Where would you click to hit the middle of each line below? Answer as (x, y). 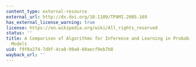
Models (19, 44)
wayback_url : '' (26, 55)
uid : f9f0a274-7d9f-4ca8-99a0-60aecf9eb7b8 (60, 50)
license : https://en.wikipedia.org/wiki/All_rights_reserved (82, 28)
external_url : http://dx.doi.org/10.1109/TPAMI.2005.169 (77, 17)
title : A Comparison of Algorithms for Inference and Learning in (88, 38)
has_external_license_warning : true (50, 22)
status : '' (19, 33)
